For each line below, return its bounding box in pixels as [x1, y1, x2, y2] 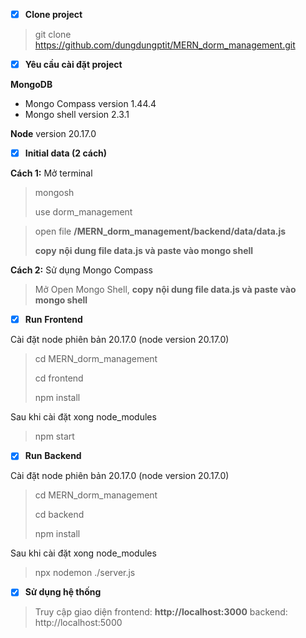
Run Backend [24, 450, 82, 462]
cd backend [34, 509, 85, 521]
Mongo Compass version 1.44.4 [24, 98, 157, 110]
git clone [34, 29, 72, 41]
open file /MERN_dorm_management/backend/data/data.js [34, 225, 287, 238]
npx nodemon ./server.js [34, 567, 136, 579]
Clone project [24, 9, 83, 20]
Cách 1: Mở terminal [10, 167, 93, 179]
